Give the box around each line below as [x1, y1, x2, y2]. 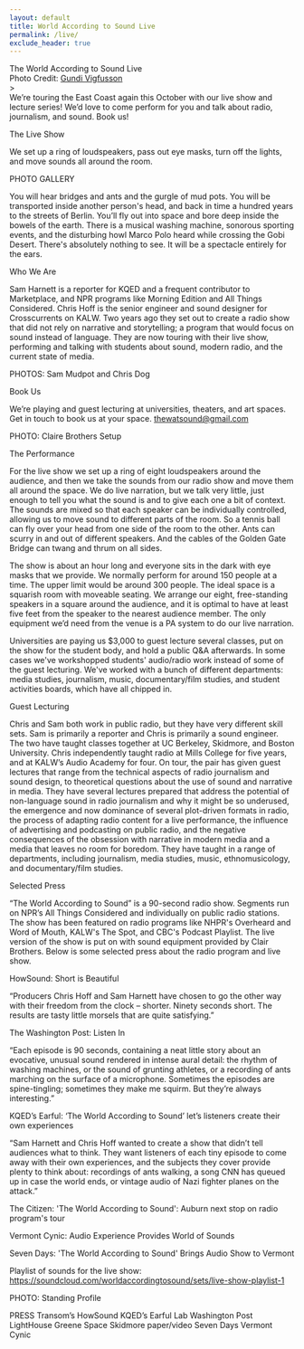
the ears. [9, 249, 43, 260]
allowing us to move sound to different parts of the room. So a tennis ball [9, 514, 280, 525]
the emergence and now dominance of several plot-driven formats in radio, [9, 805, 290, 816]
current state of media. [9, 351, 95, 362]
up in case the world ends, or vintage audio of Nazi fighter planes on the [9, 1176, 280, 1187]
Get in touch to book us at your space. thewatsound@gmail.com [9, 413, 249, 424]
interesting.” [9, 1093, 55, 1104]
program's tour [9, 1213, 65, 1224]
